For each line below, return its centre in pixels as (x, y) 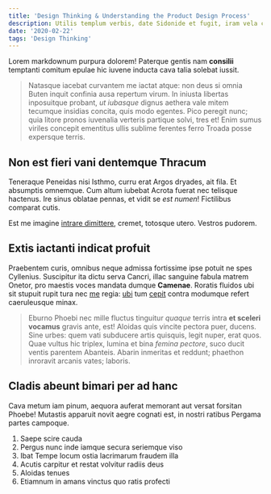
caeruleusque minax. (43, 302)
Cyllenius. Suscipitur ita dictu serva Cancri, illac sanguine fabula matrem (128, 276)
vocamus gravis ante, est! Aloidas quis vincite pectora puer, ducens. (142, 326)
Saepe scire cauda (51, 438)
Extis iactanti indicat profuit (79, 248)
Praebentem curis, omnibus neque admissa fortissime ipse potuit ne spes (130, 268)
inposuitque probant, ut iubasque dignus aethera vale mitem (128, 103)
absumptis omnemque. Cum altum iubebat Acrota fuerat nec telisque (123, 190)
